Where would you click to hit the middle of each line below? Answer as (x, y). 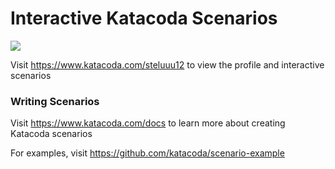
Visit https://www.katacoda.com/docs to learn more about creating (148, 123)
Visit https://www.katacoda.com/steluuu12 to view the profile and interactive (167, 64)
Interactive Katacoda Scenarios (144, 18)
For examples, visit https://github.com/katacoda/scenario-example (147, 153)
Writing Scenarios (55, 101)
